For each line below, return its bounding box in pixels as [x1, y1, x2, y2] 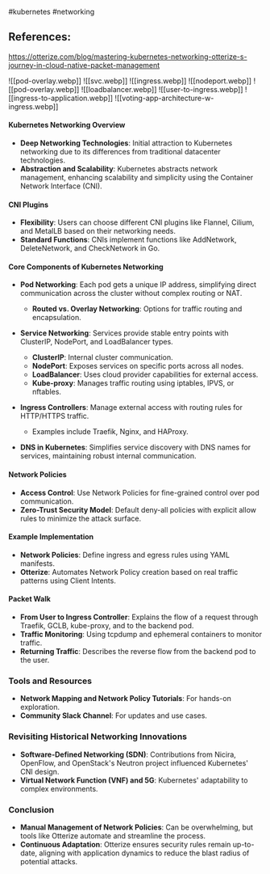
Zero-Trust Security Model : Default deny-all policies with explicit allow [19, 505, 256, 514]
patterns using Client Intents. [19, 576, 117, 585]
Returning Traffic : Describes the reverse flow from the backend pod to [19, 647, 256, 657]
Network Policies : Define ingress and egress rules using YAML [19, 550, 230, 559]
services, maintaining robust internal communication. [19, 451, 197, 461]
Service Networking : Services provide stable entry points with [19, 328, 229, 338]
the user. [19, 655, 50, 665]
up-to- [232, 839, 255, 849]
